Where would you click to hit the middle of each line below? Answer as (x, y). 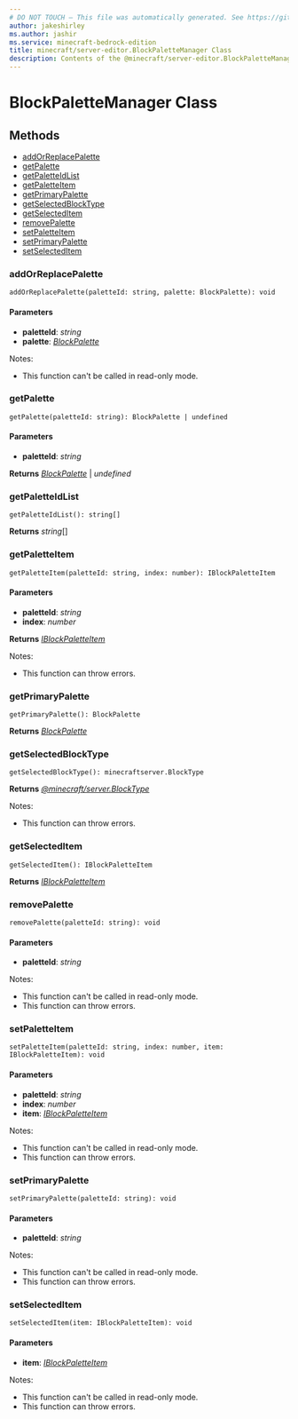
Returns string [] (39, 531)
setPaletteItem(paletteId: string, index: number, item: (117, 1047)
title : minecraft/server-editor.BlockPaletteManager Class (121, 51)
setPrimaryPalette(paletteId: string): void (93, 1198)
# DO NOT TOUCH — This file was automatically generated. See (126, 17)
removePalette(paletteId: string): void (85, 923)
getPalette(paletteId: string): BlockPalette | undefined (118, 417)
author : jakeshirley (47, 26)
